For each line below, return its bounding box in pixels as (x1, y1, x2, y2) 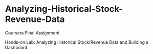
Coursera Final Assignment (5, 30, 60, 36)
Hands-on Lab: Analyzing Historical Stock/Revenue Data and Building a (5, 39, 149, 45)
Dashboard (5, 44, 28, 50)
